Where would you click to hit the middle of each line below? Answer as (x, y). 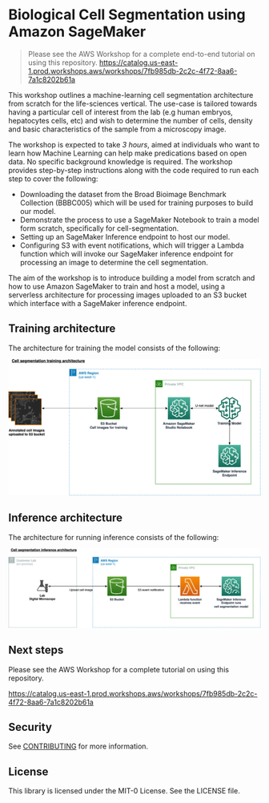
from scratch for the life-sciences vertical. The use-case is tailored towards (133, 103)
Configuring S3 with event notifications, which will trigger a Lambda (132, 245)
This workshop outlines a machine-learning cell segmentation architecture (131, 95)
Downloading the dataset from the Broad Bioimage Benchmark (123, 194)
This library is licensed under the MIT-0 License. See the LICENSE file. (124, 791)
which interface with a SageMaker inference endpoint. (98, 303)
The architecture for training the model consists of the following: (114, 348)
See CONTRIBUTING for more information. (78, 746)
